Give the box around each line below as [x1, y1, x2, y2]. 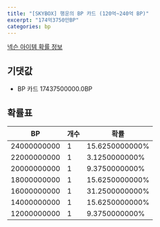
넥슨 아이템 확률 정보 [7, 43, 63, 51]
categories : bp [7, 23, 51, 30]
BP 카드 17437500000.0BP [17, 84, 93, 93]
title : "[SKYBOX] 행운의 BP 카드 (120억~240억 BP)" [7, 10, 150, 17]
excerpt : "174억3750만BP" [7, 17, 80, 24]
